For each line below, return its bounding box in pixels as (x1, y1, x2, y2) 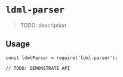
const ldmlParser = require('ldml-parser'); (5, 55, 118, 61)
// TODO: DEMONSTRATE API (5, 65, 70, 71)
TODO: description (20, 21, 67, 29)
